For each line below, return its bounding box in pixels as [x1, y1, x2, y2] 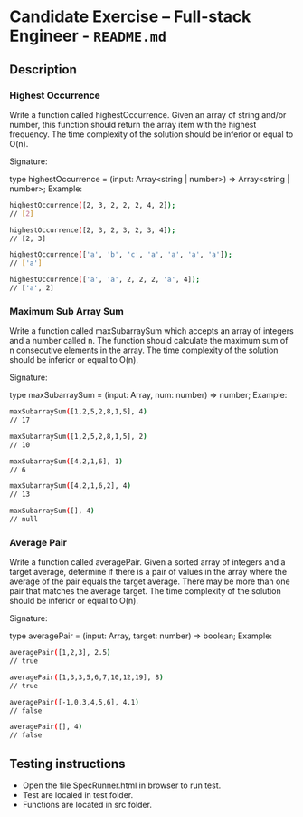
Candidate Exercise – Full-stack [9, 6, 251, 27]
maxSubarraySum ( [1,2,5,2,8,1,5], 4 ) [9, 407, 147, 416]
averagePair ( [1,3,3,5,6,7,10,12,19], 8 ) [9, 673, 165, 682]
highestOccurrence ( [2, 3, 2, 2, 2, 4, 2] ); [9, 200, 176, 209]
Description [9, 62, 77, 77]
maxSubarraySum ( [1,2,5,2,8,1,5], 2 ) [9, 432, 147, 441]
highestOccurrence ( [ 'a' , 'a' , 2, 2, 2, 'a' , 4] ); [9, 275, 201, 285]
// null [9, 515, 39, 524]
